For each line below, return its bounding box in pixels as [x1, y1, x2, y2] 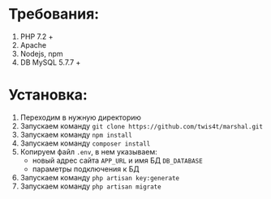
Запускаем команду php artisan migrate [19, 181, 161, 191]
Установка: [8, 86, 88, 104]
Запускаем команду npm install [19, 129, 132, 139]
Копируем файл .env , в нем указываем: [19, 146, 158, 156]
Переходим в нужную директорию [19, 112, 142, 122]
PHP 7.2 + [19, 32, 54, 41]
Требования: [8, 5, 100, 23]
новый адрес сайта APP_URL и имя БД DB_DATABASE [32, 155, 203, 165]
